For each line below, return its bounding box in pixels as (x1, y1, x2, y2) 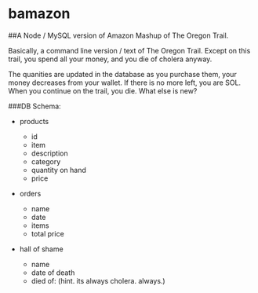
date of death (31, 268, 75, 277)
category (31, 156, 61, 166)
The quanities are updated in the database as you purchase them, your (8, 69, 237, 79)
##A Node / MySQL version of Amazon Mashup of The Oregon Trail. (8, 31, 229, 40)
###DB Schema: (8, 101, 61, 111)
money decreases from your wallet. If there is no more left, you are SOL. (8, 78, 242, 87)
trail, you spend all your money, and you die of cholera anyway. (8, 54, 213, 64)
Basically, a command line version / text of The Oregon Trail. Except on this (8, 46, 251, 55)
